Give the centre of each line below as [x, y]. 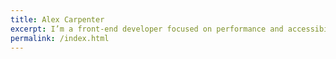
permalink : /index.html [60, 38]
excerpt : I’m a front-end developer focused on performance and [147, 29]
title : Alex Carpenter [57, 19]
